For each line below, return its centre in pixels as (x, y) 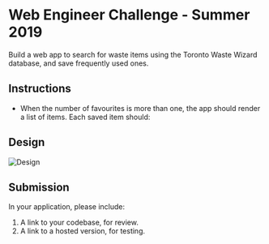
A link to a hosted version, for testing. (83, 231)
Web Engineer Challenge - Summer (129, 15)
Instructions (40, 89)
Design (27, 142)
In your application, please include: (67, 207)
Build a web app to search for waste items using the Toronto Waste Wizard (133, 54)
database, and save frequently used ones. (79, 63)
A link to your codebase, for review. (79, 223)
